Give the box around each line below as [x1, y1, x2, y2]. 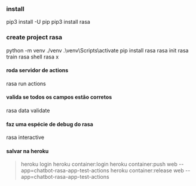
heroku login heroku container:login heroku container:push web [20, 160, 178, 168]
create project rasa [6, 33, 63, 42]
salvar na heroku [6, 147, 49, 154]
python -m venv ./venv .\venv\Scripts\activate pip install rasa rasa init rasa [6, 46, 189, 54]
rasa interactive [6, 134, 45, 141]
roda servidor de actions [6, 67, 69, 74]
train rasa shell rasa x [6, 53, 59, 60]
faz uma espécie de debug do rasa [6, 120, 94, 128]
